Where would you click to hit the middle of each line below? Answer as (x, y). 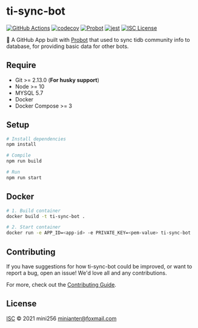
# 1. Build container (34, 211)
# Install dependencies (36, 139)
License (21, 304)
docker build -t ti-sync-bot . (46, 216)
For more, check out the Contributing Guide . (61, 284)
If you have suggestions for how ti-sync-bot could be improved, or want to (99, 266)
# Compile (19, 155)
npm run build (24, 161)
